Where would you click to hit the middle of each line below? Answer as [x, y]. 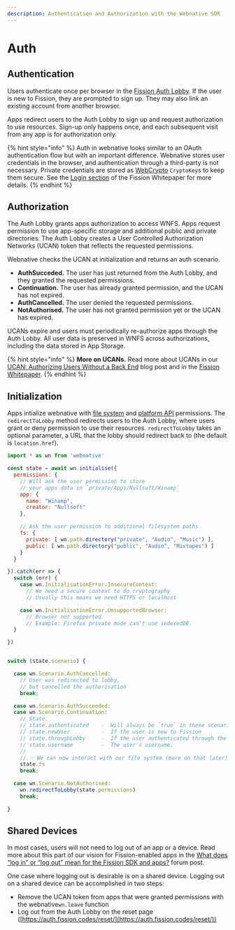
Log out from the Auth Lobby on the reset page [85, 912]
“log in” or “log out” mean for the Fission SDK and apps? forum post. [106, 863]
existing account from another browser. [64, 106]
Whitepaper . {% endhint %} [47, 374]
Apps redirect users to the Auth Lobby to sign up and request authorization [115, 119]
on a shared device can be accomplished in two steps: [86, 883]
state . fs [33, 764]
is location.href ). [33, 443]
